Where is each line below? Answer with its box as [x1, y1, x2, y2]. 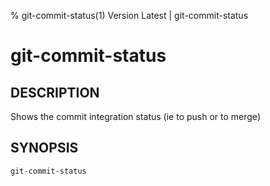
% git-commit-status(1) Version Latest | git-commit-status [10, 10, 249, 21]
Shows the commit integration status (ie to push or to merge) [10, 111, 261, 122]
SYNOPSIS [10, 140, 79, 157]
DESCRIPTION [10, 84, 100, 101]
